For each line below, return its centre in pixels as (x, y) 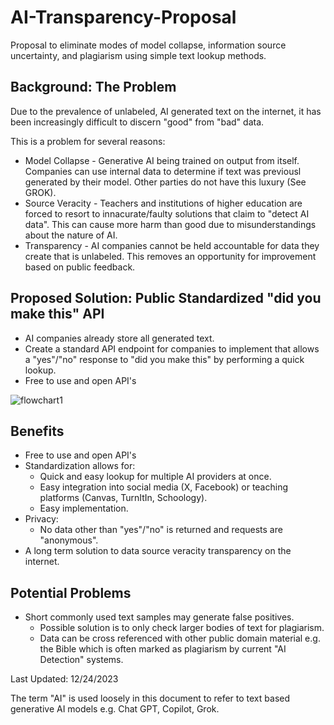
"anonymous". (69, 540)
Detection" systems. (81, 660)
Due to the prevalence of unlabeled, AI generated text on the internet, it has (166, 111)
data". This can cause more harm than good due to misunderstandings (170, 224)
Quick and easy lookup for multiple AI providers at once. (155, 477)
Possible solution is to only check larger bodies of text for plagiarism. (182, 628)
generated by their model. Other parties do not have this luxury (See (165, 182)
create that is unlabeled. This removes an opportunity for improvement (170, 256)
